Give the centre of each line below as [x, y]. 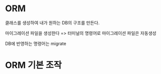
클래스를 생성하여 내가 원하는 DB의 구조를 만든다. [53, 23]
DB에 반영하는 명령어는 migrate [36, 43]
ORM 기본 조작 [33, 65]
